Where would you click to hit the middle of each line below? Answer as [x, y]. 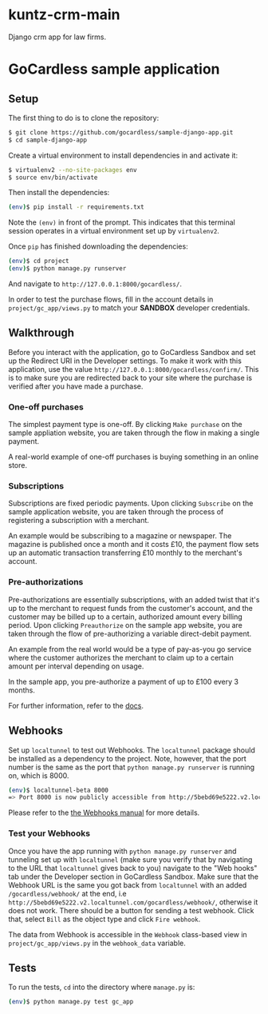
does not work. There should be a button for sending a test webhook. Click [131, 910]
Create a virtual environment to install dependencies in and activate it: [123, 155]
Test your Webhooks [49, 833]
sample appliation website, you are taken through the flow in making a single [134, 433]
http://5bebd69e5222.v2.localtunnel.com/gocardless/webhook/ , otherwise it [133, 902]
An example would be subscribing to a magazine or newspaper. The [120, 536]
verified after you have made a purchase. [76, 386]
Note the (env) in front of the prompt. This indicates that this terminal [122, 222]
